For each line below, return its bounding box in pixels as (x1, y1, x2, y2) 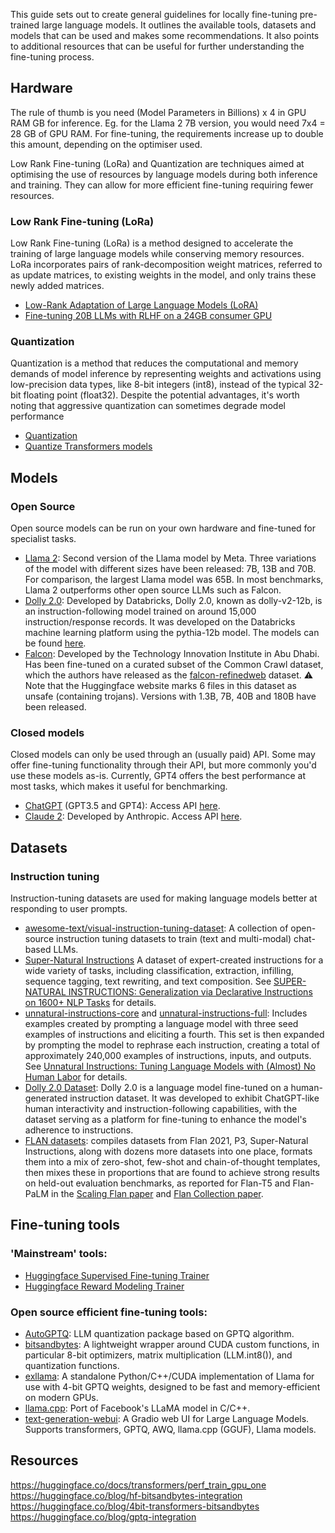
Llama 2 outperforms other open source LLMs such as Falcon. (24, 584, 282, 596)
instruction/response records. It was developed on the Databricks (24, 616, 296, 628)
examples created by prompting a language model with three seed (24, 1018, 299, 1030)
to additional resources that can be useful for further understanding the (10, 40, 305, 52)
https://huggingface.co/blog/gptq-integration (10, 1510, 197, 1523)
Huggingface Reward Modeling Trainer (24, 1280, 185, 1292)
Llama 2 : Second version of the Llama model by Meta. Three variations (24, 552, 317, 564)
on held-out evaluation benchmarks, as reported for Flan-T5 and (24, 1177, 291, 1189)
